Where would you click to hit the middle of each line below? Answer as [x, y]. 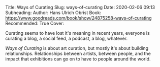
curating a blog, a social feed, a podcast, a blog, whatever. [67, 38]
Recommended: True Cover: [35, 23]
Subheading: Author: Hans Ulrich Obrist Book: [53, 13]
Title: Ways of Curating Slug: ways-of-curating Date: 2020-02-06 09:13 [80, 7]
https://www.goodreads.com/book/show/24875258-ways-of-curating [78, 18]
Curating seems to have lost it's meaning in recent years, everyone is [77, 33]
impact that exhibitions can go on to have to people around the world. [78, 59]
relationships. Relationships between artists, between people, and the [78, 53]
